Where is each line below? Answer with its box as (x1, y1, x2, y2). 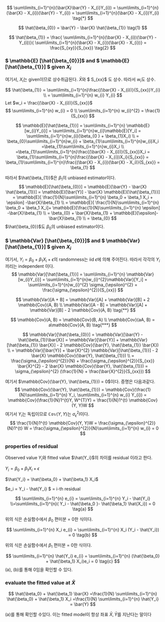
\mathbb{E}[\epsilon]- (113, 210, 159, 216)
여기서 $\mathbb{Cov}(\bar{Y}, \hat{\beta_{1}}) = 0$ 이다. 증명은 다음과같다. (5, 379, 156, 384)
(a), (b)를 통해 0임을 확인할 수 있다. (5, 567, 73, 573)
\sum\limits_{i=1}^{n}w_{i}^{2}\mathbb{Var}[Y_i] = (46, 277, 148, 283)
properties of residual (5, 443, 58, 450)
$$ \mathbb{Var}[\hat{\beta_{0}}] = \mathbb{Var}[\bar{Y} (22, 332, 140, 337)
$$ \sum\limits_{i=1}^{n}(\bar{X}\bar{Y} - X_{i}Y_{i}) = (6, 5, 116, 10)
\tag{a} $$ (72, 506, 94, 512)
